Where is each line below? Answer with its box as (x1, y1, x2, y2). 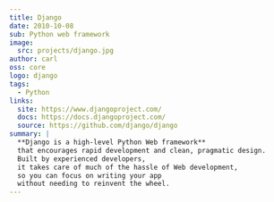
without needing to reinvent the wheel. (17, 180, 170, 189)
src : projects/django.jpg (17, 46, 115, 55)
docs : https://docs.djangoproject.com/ (17, 113, 167, 122)
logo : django (9, 72, 58, 80)
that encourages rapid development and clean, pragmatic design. (17, 146, 267, 155)
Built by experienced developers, (17, 154, 146, 164)
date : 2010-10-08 (9, 21, 74, 30)
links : (9, 96, 34, 105)
